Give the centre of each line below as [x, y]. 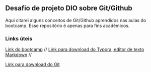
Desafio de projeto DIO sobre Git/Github [69, 8]
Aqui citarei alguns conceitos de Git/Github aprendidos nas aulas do [76, 20]
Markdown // [18, 55]
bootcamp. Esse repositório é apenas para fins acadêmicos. [67, 25]
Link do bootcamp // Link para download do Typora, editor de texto [75, 49]
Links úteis [19, 38]
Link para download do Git [32, 64]
